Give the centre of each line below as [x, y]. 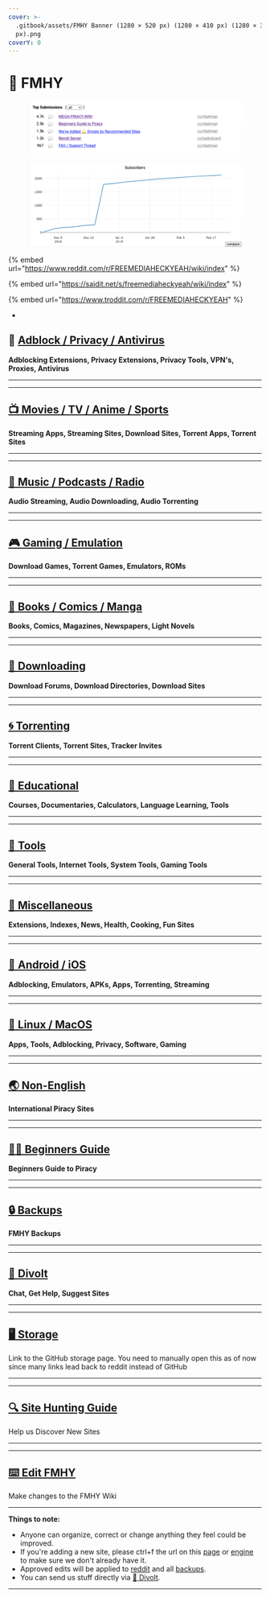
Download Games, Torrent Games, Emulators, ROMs [97, 566]
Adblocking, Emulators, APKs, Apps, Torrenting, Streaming [109, 984]
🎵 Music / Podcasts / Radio [76, 482]
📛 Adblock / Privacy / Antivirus [86, 341]
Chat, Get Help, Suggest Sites [59, 1293]
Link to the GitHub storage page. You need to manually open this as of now [133, 1358]
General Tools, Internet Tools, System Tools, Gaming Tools [108, 865]
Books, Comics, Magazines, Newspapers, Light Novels [102, 626]
